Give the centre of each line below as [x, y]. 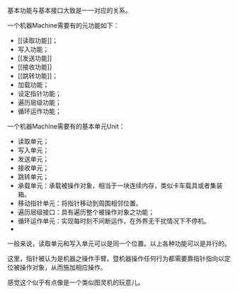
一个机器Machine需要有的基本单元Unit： [66, 126]
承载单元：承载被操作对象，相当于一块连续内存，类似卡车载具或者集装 [120, 185]
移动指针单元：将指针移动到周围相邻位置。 [80, 203]
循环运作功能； [39, 111]
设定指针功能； [39, 93]
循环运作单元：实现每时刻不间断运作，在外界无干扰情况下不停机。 [114, 221]
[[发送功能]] [35, 58]
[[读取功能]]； [38, 40]
